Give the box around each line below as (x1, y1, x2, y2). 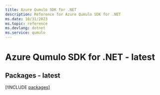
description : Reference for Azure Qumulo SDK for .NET (5, 12, 121, 17)
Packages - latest (5, 71, 61, 80)
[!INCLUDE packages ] (5, 85, 50, 90)
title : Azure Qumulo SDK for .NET (5, 7, 77, 12)
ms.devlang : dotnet (5, 26, 46, 31)
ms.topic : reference (5, 21, 48, 26)
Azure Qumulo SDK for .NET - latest (5, 51, 156, 63)
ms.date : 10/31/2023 (5, 16, 48, 21)
